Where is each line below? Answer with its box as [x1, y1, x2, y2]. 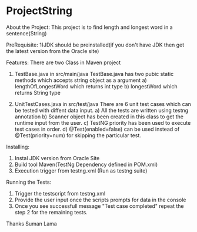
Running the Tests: [6, 178, 52, 185]
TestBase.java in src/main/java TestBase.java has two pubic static [14, 70, 174, 77]
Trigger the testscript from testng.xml [14, 190, 106, 197]
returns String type [14, 89, 61, 96]
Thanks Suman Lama [6, 220, 57, 227]
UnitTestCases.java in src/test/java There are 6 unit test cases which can [14, 100, 191, 107]
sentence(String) [6, 29, 47, 37]
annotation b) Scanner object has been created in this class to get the [14, 113, 184, 120]
